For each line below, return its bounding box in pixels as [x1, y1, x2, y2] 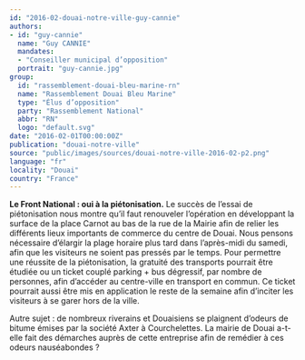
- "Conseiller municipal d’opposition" [17, 55, 169, 65]
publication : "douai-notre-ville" [9, 140, 141, 149]
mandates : [17, 47, 54, 56]
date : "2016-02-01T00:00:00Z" [9, 132, 124, 141]
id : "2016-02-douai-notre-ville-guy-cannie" [9, 13, 181, 23]
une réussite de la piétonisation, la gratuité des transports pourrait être [9, 256, 274, 268]
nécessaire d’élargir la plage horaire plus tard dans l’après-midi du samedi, [9, 237, 289, 248]
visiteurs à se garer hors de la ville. [9, 295, 141, 306]
